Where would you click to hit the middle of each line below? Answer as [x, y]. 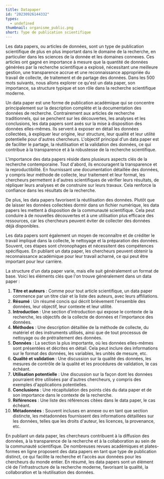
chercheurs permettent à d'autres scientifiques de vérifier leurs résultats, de [82, 180]
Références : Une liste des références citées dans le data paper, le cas [84, 400]
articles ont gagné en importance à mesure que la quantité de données [77, 62]
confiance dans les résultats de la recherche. [51, 190]
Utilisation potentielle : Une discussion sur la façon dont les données [82, 374]
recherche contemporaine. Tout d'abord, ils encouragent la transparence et [82, 164]
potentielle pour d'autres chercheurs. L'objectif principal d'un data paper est [82, 139]
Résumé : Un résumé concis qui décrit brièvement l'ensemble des [79, 301]
